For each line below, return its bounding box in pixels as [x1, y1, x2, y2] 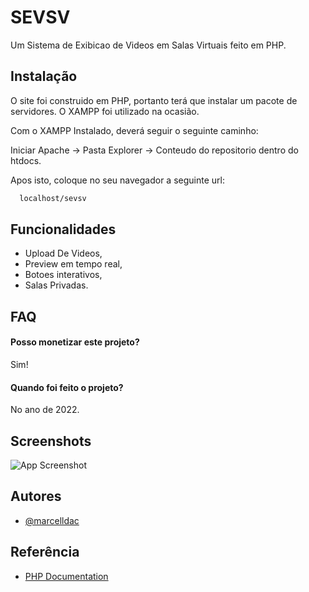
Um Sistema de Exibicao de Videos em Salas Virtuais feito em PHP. [10, 39, 287, 51]
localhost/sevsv [19, 193, 87, 203]
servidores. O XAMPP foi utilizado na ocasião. [10, 105, 200, 117]
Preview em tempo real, [24, 258, 123, 270]
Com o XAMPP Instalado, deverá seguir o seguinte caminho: [10, 124, 259, 136]
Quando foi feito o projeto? [10, 381, 124, 393]
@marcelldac [24, 514, 80, 526]
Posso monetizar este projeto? [10, 336, 140, 348]
